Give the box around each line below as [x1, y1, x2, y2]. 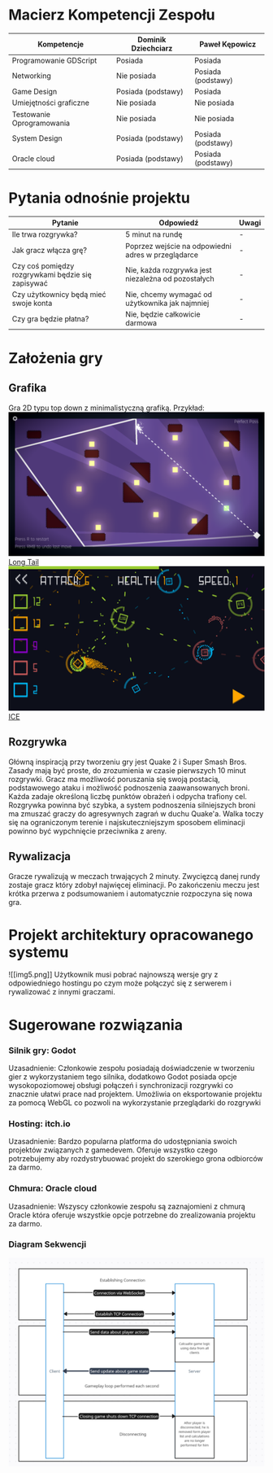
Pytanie [51, 218, 79, 228]
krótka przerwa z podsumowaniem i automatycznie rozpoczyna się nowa [8, 889, 253, 898]
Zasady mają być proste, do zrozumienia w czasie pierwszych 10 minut [8, 765, 246, 775]
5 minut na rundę [125, 229, 183, 239]
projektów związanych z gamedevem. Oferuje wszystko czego [8, 1145, 218, 1155]
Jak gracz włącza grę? [11, 246, 88, 256]
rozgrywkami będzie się [11, 269, 92, 279]
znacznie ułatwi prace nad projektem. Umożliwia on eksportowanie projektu [8, 1089, 262, 1099]
